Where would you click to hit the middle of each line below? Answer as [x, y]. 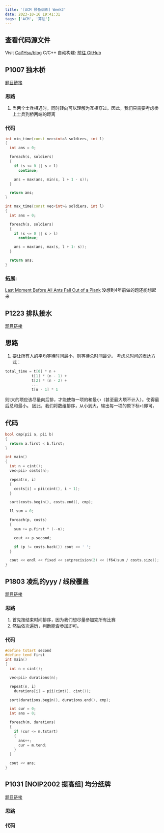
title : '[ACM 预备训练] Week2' [36, 10]
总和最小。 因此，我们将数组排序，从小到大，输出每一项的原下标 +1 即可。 [83, 406]
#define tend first [25, 655]
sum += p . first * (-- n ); [39, 529]
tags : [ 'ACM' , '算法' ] [27, 19]
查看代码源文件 [28, 40]
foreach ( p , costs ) [28, 520]
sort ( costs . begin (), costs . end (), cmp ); [51, 502]
